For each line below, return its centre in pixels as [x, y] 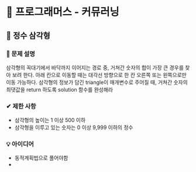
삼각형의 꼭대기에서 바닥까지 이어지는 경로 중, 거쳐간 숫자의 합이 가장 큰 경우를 [95, 68]
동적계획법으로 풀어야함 [41, 158]
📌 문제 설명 [20, 53]
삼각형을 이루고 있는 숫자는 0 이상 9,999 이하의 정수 [74, 127]
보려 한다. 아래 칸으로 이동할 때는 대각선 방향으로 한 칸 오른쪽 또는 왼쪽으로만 [99, 75]
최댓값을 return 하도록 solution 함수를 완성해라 [59, 89]
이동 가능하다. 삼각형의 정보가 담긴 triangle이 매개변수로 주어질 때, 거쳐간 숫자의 [97, 82]
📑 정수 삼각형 [28, 36]
